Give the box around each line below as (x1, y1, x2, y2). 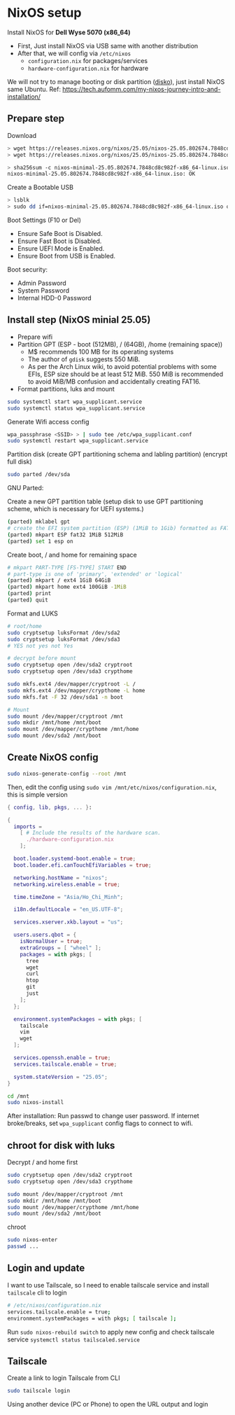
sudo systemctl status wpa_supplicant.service (7, 405, 145, 412)
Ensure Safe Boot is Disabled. (17, 230, 103, 237)
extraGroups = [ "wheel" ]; (20, 944, 101, 952)
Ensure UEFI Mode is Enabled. (17, 244, 105, 253)
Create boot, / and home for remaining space (7, 550, 138, 559)
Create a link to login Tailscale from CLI (7, 1374, 120, 1382)
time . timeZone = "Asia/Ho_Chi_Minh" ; (13, 893, 124, 900)
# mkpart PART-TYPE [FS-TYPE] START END (7, 564, 127, 571)
